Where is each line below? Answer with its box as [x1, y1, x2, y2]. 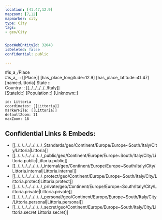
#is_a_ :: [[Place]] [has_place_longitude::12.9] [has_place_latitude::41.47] [5, 74, 149, 80]
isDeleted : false [5, 47, 40, 52]
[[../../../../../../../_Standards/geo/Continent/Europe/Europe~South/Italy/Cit [12, 142, 157, 148]
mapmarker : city [5, 16, 38, 21]
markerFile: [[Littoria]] [5, 108, 57, 113]
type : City [5, 20, 27, 26]
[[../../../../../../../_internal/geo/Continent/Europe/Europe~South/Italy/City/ [12, 163, 156, 169]
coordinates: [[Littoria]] [5, 103, 59, 108]
